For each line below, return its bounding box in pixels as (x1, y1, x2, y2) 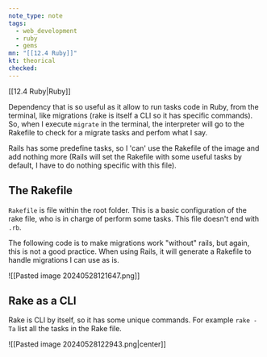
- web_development (15, 27, 78, 35)
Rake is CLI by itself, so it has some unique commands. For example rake (8, 315, 250, 325)
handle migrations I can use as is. (8, 255, 119, 264)
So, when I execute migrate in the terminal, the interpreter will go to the (8, 118, 244, 129)
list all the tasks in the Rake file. (17, 324, 123, 334)
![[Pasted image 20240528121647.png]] (8, 271, 140, 280)
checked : (8, 64, 38, 73)
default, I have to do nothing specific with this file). (8, 160, 177, 170)
